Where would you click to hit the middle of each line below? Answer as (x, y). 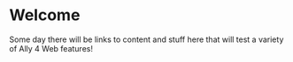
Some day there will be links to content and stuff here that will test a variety (146, 39)
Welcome (45, 15)
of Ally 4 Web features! (51, 48)
